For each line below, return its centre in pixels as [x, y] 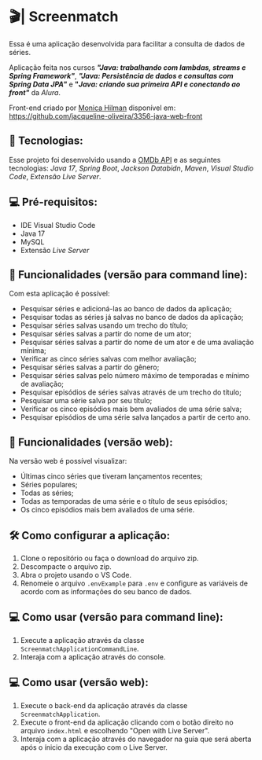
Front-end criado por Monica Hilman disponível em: [92, 108]
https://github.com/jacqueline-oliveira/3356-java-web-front [106, 116]
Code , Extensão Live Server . [55, 176]
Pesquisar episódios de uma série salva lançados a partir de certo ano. [135, 417]
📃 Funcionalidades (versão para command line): [128, 275]
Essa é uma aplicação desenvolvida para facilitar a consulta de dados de [127, 44]
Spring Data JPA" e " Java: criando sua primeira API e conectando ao [125, 84]
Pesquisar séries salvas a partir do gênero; [90, 367]
